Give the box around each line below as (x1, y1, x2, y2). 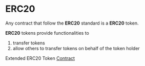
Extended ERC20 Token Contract (5, 55, 75, 61)
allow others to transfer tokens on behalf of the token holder (12, 45, 140, 51)
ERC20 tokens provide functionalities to (5, 30, 90, 36)
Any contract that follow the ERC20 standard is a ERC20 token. (5, 20, 139, 26)
